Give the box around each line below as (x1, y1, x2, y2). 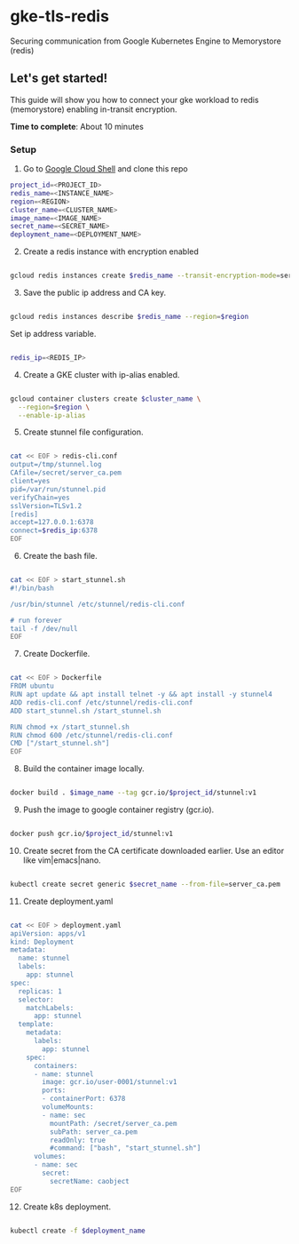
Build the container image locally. (22, 763, 145, 774)
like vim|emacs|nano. (22, 855, 101, 865)
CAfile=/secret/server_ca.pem (10, 468, 122, 477)
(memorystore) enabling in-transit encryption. (10, 104, 177, 115)
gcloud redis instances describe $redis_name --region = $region (10, 313, 249, 322)
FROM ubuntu (10, 682, 54, 690)
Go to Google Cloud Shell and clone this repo (22, 163, 189, 174)
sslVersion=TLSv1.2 (10, 501, 83, 510)
